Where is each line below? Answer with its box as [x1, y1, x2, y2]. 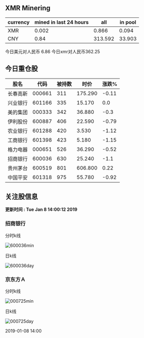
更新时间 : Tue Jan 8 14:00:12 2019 [5, 206, 78, 213]
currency [7, 18, 30, 25]
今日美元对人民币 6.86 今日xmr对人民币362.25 [5, 48, 100, 54]
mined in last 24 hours [34, 18, 89, 25]
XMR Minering [5, 4, 51, 12]
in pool [120, 18, 137, 25]
